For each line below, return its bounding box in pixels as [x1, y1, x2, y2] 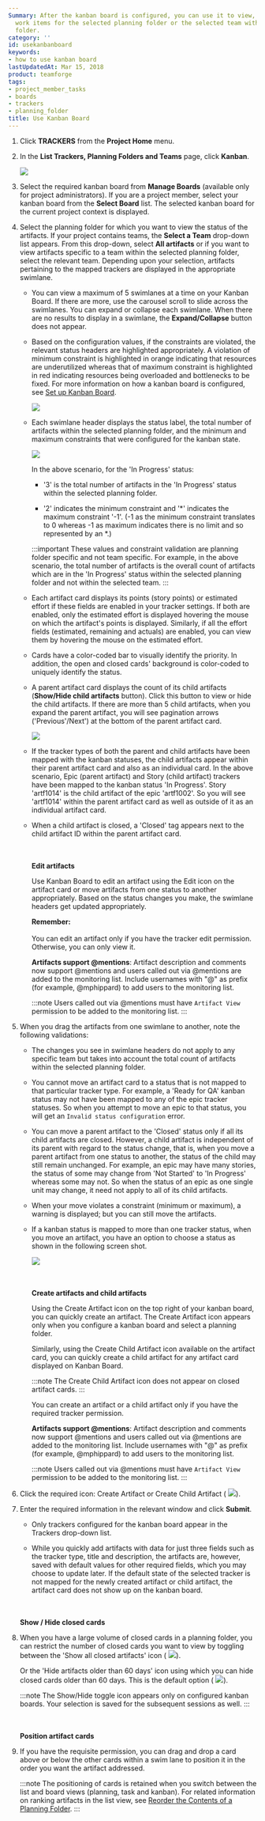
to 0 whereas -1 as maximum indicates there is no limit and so [43, 520, 244, 530]
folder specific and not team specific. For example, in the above [31, 552, 239, 562]
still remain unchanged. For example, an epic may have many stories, [31, 1160, 256, 1169]
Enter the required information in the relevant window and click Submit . [19, 1504, 252, 1513]
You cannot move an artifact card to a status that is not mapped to [31, 1077, 247, 1087]
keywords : [8, 48, 41, 56]
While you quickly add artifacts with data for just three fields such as [31, 1543, 255, 1553]
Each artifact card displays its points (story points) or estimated [31, 592, 238, 602]
